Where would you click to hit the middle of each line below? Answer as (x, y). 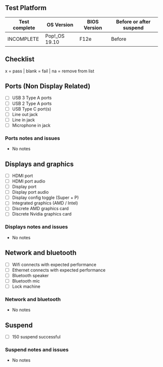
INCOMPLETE (23, 39)
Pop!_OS (55, 36)
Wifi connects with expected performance (54, 265)
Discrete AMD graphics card (40, 209)
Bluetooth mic (26, 281)
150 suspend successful (36, 336)
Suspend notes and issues (37, 350)
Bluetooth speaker (30, 275)
